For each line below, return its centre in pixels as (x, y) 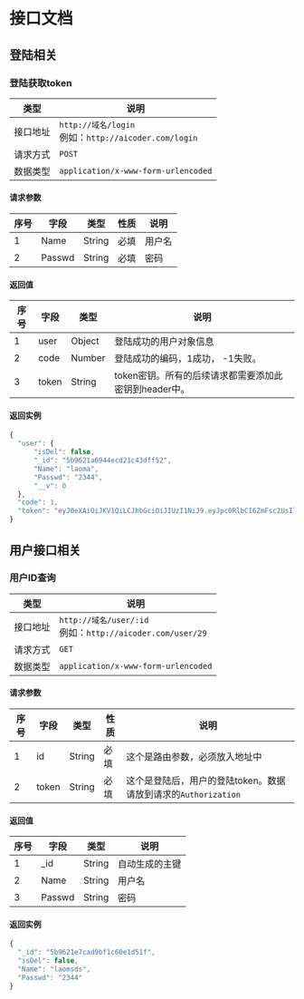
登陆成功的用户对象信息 (164, 342)
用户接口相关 (45, 550)
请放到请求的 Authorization (184, 794)
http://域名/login (97, 125)
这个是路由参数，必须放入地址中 (194, 757)
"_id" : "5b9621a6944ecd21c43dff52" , (102, 461)
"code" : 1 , (38, 503)
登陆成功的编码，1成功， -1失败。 (188, 359)
